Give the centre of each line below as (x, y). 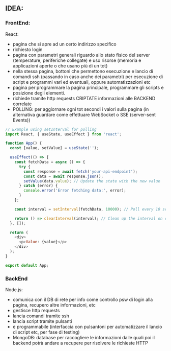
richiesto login (27, 49)
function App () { (24, 143)
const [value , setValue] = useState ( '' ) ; (54, 148)
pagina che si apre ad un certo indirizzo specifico (64, 44)
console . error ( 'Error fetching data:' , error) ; (75, 191)
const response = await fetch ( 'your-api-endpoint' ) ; (81, 171)
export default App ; (27, 265)
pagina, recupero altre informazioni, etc (54, 305)
